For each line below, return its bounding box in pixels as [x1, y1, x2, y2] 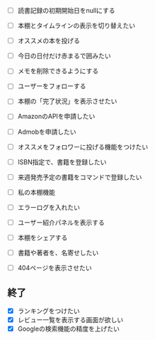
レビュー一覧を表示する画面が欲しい [17, 316, 124, 324]
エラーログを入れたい [17, 203, 80, 211]
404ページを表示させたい [17, 264, 92, 272]
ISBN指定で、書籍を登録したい [17, 157, 107, 166]
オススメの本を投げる [17, 36, 80, 45]
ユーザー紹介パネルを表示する [17, 218, 105, 226]
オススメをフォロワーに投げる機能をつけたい [17, 142, 149, 151]
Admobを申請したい [17, 127, 76, 136]
